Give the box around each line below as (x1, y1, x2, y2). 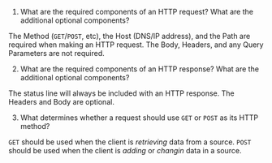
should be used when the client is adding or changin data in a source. (8, 146, 242, 155)
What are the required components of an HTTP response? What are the (19, 64, 260, 74)
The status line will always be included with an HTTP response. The (8, 88, 235, 98)
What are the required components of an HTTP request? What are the (19, 7, 254, 16)
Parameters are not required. (8, 49, 105, 58)
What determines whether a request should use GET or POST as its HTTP (19, 113, 258, 122)
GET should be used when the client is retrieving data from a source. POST (8, 137, 252, 147)
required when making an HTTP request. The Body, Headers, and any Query (8, 40, 264, 49)
